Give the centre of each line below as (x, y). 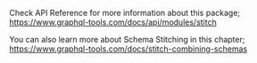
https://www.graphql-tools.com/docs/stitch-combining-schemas (128, 49)
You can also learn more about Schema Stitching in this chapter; (127, 39)
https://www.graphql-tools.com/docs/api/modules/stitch (113, 22)
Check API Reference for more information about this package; (125, 13)
